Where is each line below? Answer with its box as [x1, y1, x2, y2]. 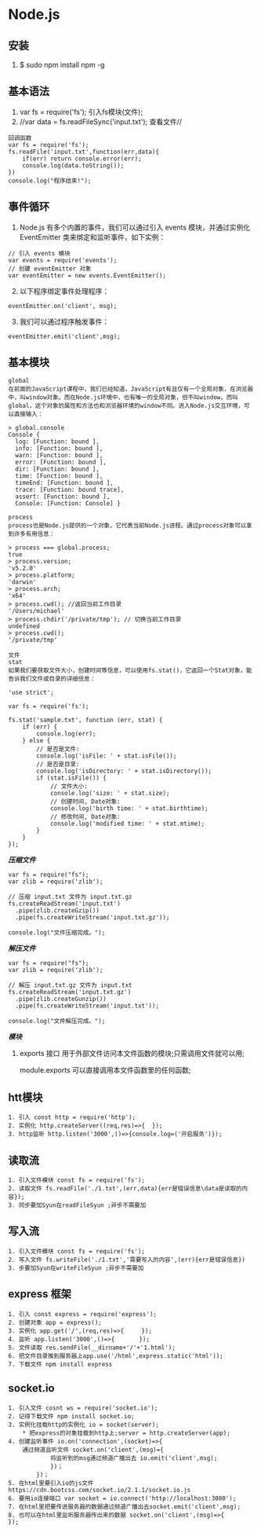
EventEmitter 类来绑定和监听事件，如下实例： [19, 232, 166, 241]
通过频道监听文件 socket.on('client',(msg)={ [22, 1446, 165, 1454]
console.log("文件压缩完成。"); [8, 929, 106, 937]
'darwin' [8, 578, 37, 586]
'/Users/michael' [8, 607, 65, 615]
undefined [8, 622, 41, 630]
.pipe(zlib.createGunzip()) [15, 996, 107, 1003]
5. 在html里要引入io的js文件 [8, 1479, 94, 1487]
